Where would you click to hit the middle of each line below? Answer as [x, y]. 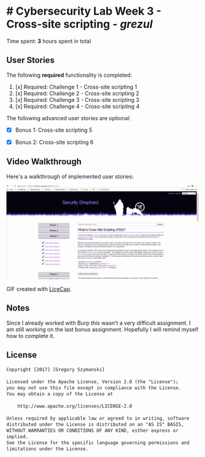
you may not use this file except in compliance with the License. [94, 388]
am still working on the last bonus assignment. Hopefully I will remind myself [103, 329]
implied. [17, 437]
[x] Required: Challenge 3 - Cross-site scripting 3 [77, 99]
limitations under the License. [47, 449]
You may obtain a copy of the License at [60, 394]
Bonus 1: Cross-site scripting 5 [54, 130]
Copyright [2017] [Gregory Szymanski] [56, 370]
